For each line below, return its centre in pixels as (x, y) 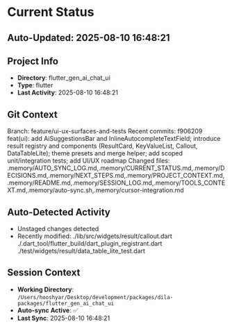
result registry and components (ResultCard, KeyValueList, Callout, (102, 146)
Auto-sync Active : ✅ (48, 310)
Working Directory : (45, 289)
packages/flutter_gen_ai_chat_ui (66, 303)
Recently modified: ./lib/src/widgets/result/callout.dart (94, 236)
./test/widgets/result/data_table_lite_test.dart (81, 251)
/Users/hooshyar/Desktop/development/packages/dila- (95, 297)
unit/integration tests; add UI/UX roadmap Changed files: (89, 161)
